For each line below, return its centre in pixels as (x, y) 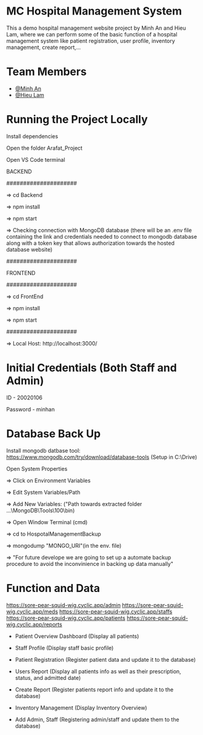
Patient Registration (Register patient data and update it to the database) (105, 659)
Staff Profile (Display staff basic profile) (64, 648)
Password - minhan (31, 409)
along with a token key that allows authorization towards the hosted (90, 243)
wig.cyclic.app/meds (32, 611)
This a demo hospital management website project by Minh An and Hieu (96, 28)
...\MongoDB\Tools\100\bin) (41, 510)
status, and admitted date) (48, 677)
